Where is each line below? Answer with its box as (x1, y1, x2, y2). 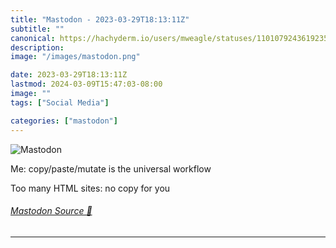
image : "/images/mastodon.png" (10, 52, 141, 62)
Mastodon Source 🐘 (10, 205, 93, 217)
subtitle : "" (10, 24, 65, 34)
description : (10, 42, 65, 53)
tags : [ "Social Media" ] (10, 97, 110, 108)
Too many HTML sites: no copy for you (10, 182, 171, 194)
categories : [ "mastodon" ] (10, 116, 118, 126)
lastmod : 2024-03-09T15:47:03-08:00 (10, 79, 163, 90)
